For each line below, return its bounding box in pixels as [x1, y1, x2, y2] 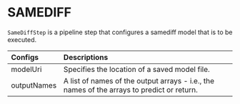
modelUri [11, 64, 42, 74]
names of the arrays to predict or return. [63, 85, 198, 95]
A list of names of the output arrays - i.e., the [63, 76, 215, 85]
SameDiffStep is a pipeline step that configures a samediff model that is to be [7, 28, 233, 36]
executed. [7, 35, 37, 43]
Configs [11, 52, 39, 62]
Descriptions [63, 52, 109, 62]
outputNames [11, 80, 57, 90]
